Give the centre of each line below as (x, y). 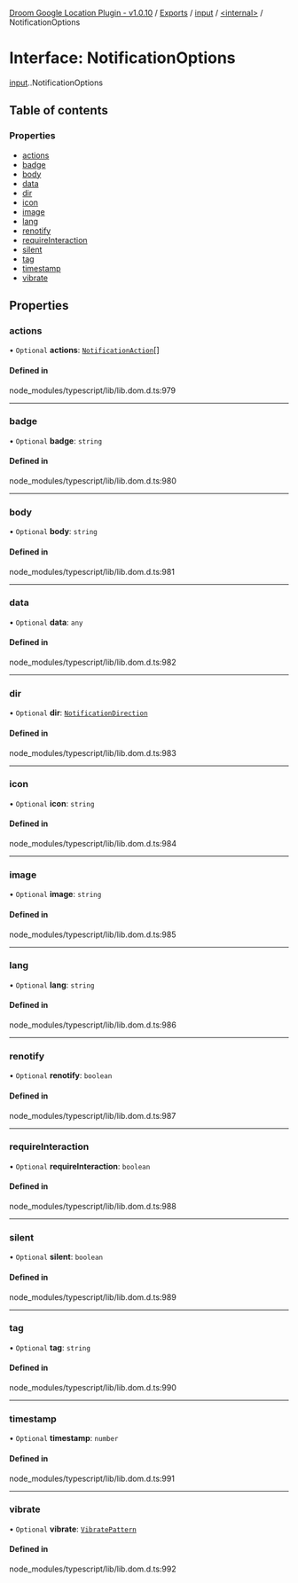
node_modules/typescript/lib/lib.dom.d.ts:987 (93, 1115)
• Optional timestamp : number (64, 1438)
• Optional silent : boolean (56, 1257)
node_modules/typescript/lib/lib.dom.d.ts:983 (93, 752)
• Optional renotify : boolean (61, 1075)
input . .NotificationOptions (56, 83)
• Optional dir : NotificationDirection (78, 713)
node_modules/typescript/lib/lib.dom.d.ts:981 (92, 571)
